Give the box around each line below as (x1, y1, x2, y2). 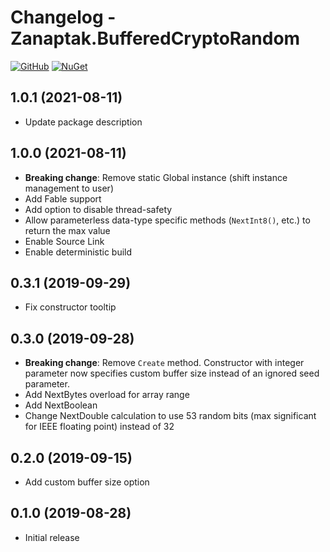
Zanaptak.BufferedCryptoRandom (10, 27, 301, 50)
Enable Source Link (24, 235, 105, 247)
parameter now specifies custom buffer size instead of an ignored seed (24, 367, 320, 380)
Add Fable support (24, 192, 102, 205)
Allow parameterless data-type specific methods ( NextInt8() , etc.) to (24, 214, 311, 226)
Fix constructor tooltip (24, 301, 117, 313)
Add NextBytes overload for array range (24, 389, 190, 401)
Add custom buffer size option (24, 476, 150, 488)
